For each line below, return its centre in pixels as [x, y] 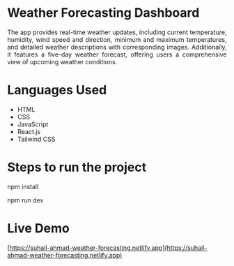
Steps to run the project [77, 167]
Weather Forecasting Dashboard [103, 13]
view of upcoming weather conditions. [62, 61]
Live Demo [38, 228]
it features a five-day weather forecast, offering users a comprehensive [117, 54]
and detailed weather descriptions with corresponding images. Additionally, [117, 47]
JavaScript [33, 124]
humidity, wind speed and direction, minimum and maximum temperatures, [117, 39]
